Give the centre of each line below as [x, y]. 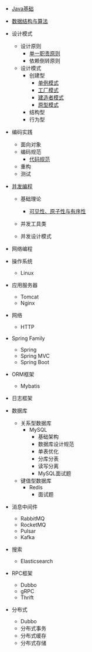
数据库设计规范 [56, 444]
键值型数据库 [36, 481]
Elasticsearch [37, 561]
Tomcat [30, 297]
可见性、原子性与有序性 [57, 211]
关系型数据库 [36, 423]
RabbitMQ [33, 518]
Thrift [27, 597]
